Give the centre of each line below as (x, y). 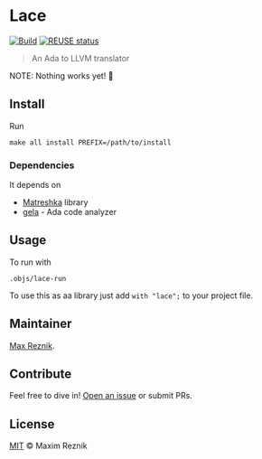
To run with (30, 262)
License (32, 424)
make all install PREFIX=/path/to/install (90, 142)
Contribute (41, 375)
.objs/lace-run (38, 278)
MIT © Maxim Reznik (48, 446)
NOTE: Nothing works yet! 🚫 (61, 75)
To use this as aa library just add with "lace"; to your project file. (131, 295)
